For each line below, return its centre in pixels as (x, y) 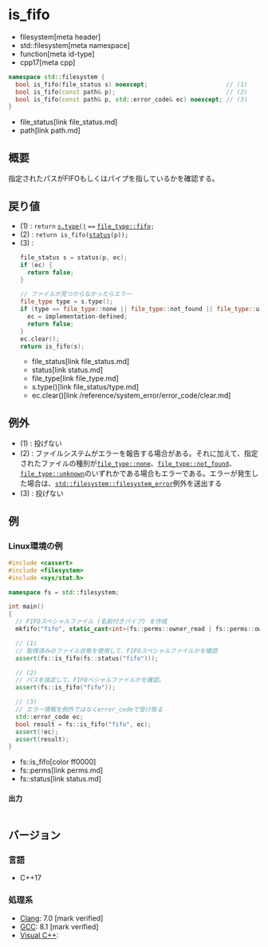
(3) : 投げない (41, 493)
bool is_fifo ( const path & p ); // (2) (132, 92)
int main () (26, 607)
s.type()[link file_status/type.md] (85, 387)
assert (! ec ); (37, 732)
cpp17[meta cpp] (47, 62)
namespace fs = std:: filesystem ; (64, 592)
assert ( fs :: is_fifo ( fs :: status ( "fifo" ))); (87, 658)
